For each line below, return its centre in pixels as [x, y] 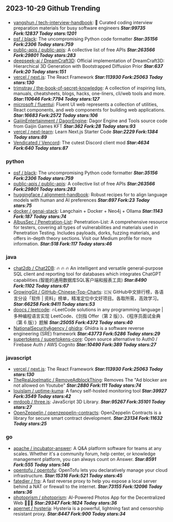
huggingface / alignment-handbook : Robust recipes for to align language [90, 194]
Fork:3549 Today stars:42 [42, 396]
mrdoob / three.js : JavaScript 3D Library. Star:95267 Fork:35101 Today [89, 402]
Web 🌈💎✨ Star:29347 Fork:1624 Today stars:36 [65, 502]
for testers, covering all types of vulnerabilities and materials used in [85, 227]
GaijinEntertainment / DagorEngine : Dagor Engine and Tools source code [90, 121]
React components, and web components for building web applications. [89, 110]
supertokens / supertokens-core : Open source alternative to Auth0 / [85, 339]
